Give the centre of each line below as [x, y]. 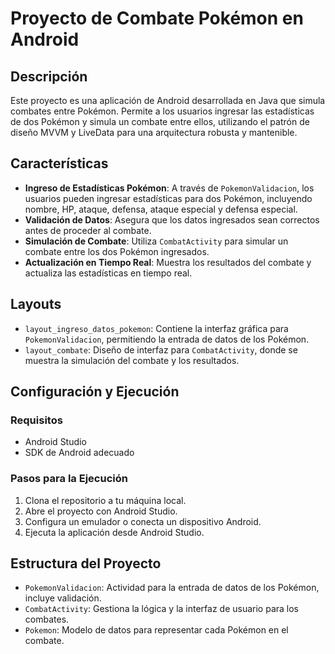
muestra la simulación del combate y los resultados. [132, 360]
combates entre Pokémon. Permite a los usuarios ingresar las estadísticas [162, 111]
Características [59, 163]
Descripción [49, 76]
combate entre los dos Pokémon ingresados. [117, 251]
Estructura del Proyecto [86, 563]
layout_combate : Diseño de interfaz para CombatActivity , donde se [161, 349]
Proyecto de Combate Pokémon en [157, 18]
